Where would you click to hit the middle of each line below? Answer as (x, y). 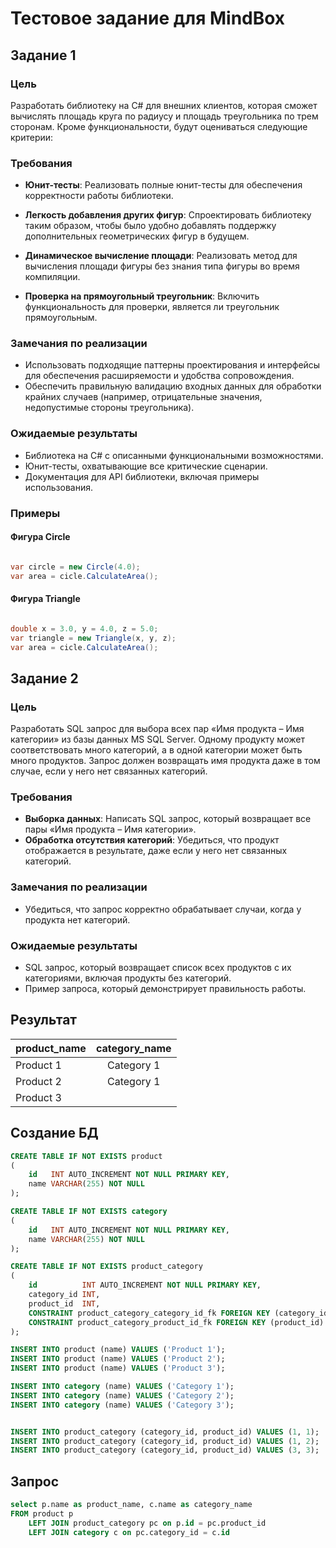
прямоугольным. (61, 318)
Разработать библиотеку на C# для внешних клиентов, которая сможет (164, 105)
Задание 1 (43, 55)
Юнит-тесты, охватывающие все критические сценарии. (146, 466)
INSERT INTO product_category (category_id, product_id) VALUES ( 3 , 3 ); (165, 1450)
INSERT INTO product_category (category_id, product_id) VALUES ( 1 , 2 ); (165, 1441)
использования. (58, 487)
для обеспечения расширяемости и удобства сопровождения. (159, 376)
